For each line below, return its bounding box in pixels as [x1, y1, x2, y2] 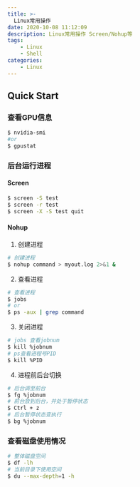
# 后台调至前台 [7, 384, 46, 392]
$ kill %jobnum [7, 344, 53, 351]
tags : [7, 37, 23, 44]
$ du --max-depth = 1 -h [7, 472, 75, 480]
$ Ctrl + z [7, 404, 40, 412]
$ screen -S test [7, 195, 59, 202]
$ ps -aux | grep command [7, 309, 84, 316]
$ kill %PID [7, 357, 43, 364]
